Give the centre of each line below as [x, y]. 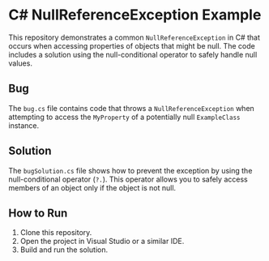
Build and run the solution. [64, 250]
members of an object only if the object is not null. [92, 187]
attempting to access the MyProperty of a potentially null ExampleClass [124, 117]
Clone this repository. [56, 233]
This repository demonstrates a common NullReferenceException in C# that [134, 37]
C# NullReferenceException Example [135, 15]
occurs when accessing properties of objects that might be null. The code [132, 45]
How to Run [38, 213]
